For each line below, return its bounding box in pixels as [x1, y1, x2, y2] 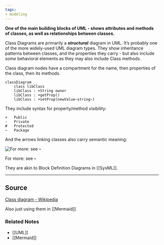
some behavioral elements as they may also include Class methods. [5, 55, 142, 61]
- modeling [5, 12, 27, 17]
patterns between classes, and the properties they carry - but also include [5, 50, 155, 56]
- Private [5, 119, 29, 124]
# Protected [5, 123, 34, 128]
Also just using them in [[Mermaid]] [5, 206, 76, 212]
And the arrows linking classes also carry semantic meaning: [5, 136, 127, 142]
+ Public [5, 115, 27, 120]
